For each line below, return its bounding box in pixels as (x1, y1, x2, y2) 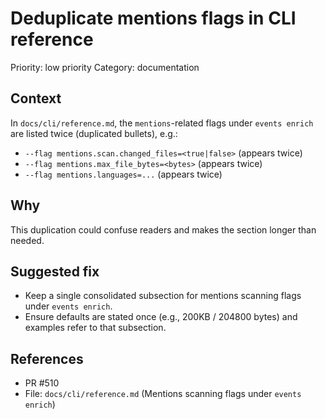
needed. (10, 234, 45, 246)
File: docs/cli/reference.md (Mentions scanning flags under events (24, 388, 302, 400)
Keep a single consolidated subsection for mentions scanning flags (24, 290, 302, 302)
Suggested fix (10, 263, 100, 280)
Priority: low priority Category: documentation (10, 61, 200, 73)
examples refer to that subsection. (24, 322, 167, 334)
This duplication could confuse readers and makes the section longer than (10, 223, 317, 236)
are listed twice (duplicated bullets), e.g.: (10, 127, 178, 139)
